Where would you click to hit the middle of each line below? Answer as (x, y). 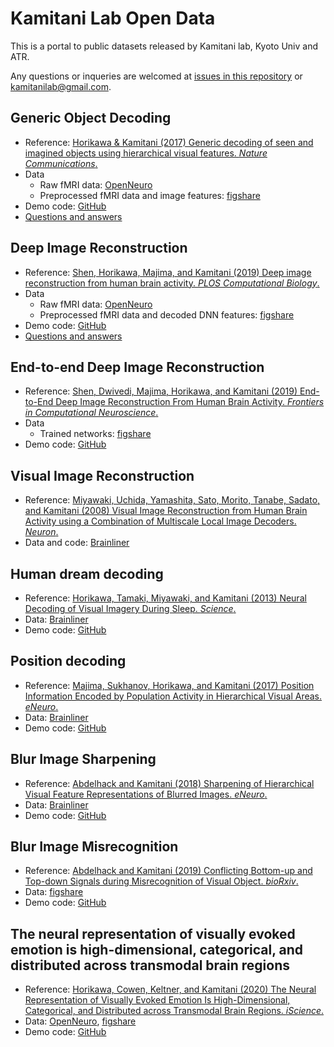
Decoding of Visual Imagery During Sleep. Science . (130, 608)
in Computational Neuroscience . (91, 413)
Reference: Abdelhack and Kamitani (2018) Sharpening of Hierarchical (169, 783)
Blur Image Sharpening (83, 759)
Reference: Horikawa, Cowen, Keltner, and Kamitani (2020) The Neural (170, 989)
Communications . (61, 163)
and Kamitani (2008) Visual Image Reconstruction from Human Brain (166, 511)
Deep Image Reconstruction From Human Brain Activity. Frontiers (190, 402)
